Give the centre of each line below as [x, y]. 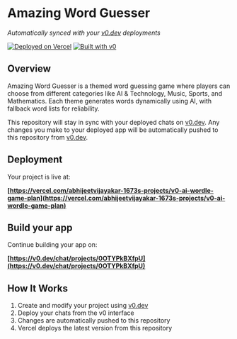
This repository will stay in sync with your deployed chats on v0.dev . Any [114, 122]
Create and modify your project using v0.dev [83, 306]
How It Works [38, 288]
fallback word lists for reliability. [53, 109]
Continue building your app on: [52, 245]
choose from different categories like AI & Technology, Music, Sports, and [115, 93]
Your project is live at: [39, 177]
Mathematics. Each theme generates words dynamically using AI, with [110, 101]
